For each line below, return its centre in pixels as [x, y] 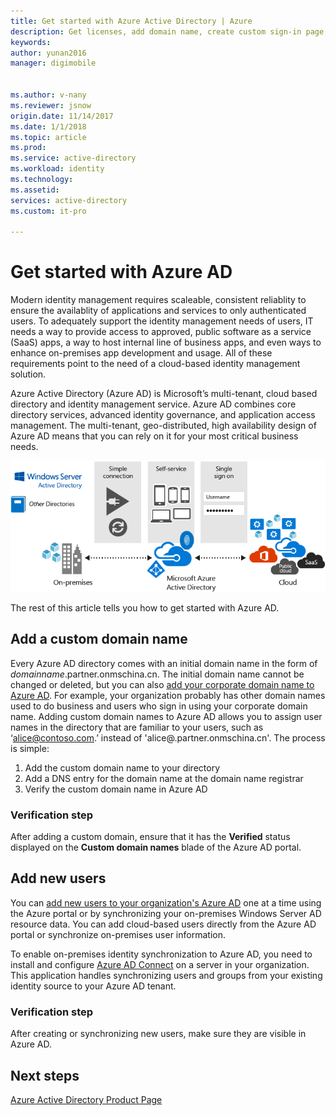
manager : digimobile [53, 63]
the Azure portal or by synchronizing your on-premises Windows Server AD [166, 913]
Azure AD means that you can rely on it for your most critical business [154, 436]
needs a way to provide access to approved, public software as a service [161, 332]
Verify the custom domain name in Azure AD [116, 789]
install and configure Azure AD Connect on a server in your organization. [160, 964]
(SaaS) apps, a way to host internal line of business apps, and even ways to [166, 342]
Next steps [45, 1075]
